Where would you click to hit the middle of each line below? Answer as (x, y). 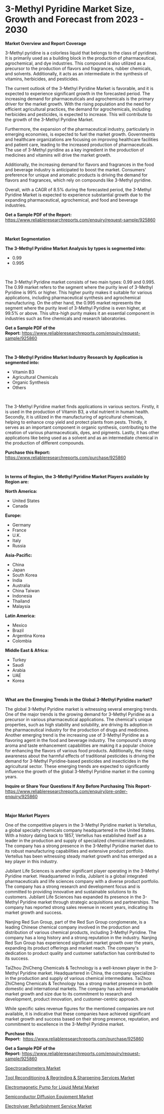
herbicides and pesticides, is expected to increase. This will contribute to (79, 114)
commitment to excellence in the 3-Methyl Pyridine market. (65, 1024)
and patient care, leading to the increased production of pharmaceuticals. (79, 144)
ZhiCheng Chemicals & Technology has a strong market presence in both (79, 983)
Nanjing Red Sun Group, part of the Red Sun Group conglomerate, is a (76, 922)
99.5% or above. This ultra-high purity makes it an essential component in (80, 313)
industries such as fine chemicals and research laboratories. (66, 318)
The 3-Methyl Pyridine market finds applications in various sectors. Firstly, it (82, 406)
